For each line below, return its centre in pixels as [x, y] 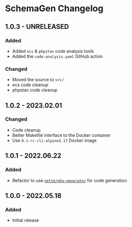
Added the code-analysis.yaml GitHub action [57, 56]
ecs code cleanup [30, 85]
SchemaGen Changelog [54, 9]
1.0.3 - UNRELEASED [37, 27]
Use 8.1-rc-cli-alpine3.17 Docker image [54, 140]
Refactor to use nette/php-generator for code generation [69, 180]
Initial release [25, 220]
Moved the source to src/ [38, 80]
